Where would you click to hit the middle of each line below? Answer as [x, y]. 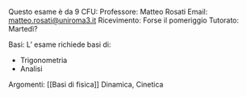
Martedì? [23, 29]
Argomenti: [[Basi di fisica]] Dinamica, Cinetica [86, 84]
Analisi [31, 69]
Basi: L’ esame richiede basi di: [60, 44]
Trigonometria [44, 60]
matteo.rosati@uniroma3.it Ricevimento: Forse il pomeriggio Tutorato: [124, 20]
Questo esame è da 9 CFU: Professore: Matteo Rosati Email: [108, 12]
